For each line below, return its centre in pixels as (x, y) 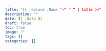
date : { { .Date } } (24, 18)
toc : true (15, 28)
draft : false (18, 23)
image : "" (15, 32)
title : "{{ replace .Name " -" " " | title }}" (53, 9)
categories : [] (21, 41)
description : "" (21, 14)
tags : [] (14, 37)
